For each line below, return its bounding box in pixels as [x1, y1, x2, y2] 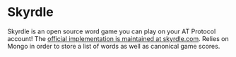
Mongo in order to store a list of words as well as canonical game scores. [7, 42, 220, 50]
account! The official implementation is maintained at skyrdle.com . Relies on [7, 34, 229, 42]
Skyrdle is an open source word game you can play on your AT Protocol [7, 27, 216, 35]
